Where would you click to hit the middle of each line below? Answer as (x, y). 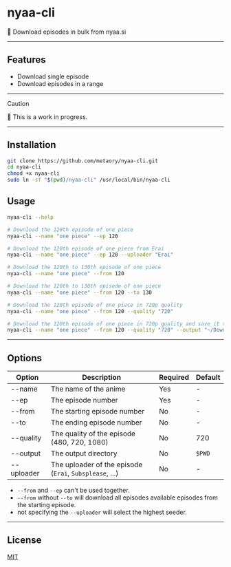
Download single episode (53, 76)
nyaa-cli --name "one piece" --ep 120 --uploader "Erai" (90, 255)
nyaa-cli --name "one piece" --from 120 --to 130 (80, 292)
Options (25, 358)
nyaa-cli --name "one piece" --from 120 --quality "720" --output (104, 330)
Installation (32, 145)
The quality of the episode (93, 434)
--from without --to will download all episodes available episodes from (117, 498)
